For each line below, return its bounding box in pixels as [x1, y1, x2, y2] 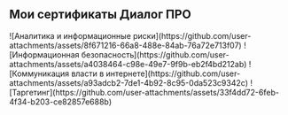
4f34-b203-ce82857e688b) [9, 96, 113, 107]
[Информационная [9, 49, 80, 60]
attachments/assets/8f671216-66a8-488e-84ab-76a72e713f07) [9, 40, 242, 50]
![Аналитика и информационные [9, 30, 131, 41]
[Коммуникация [9, 68, 69, 79]
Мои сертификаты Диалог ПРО [9, 7, 192, 22]
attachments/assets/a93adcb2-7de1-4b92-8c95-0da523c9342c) [9, 77, 249, 88]
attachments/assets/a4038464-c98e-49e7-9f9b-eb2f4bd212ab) [9, 58, 247, 69]
